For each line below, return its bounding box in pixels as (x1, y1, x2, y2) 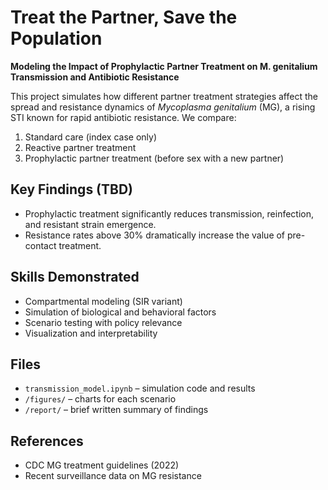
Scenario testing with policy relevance (24, 316, 183, 328)
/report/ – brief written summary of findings (24, 404, 209, 416)
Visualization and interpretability (24, 327, 158, 339)
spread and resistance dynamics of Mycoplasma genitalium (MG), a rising (10, 101, 316, 113)
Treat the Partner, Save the (10, 6, 238, 29)
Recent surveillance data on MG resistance (24, 470, 202, 482)
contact (24, 239, 57, 251)
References (10, 432, 84, 450)
